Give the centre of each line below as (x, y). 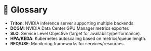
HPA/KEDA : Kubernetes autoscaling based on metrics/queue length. (78, 38)
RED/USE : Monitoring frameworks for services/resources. (67, 43)
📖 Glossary (25, 10)
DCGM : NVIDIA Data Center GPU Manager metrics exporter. (70, 28)
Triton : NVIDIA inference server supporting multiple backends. (72, 23)
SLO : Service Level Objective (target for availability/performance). (75, 33)
